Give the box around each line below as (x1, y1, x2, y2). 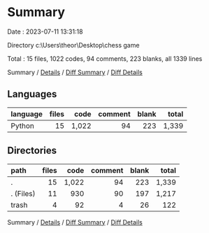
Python (10, 120, 35, 130)
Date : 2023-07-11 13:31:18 (7, 27, 83, 36)
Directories (7, 145, 57, 157)
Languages (7, 88, 57, 100)
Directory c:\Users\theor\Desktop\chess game (7, 41, 140, 49)
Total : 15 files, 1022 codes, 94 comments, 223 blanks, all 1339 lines (7, 54, 203, 63)
